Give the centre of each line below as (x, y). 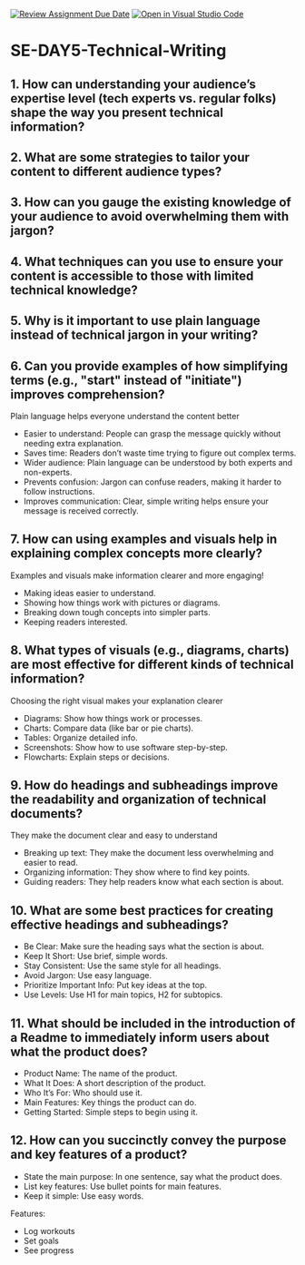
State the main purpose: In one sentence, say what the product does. (152, 1176)
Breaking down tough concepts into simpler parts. (117, 612)
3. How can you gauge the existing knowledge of (151, 203)
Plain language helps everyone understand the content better (125, 416)
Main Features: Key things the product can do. (110, 1103)
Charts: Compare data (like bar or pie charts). (108, 728)
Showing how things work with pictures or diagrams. (122, 603)
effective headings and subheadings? (120, 924)
